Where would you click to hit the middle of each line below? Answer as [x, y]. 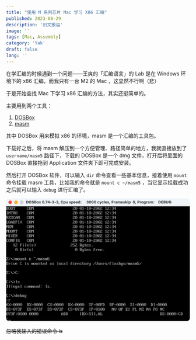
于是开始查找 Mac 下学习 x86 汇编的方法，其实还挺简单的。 [78, 93]
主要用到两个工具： [29, 106]
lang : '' [17, 55]
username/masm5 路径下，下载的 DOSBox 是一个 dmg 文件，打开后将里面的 [94, 155]
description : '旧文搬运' [34, 25]
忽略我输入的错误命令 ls [34, 331]
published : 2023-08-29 [34, 18]
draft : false [22, 50]
